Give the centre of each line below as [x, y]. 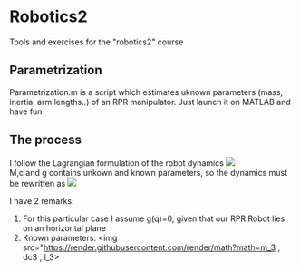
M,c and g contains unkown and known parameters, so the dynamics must [149, 172]
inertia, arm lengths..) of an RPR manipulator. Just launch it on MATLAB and [150, 102]
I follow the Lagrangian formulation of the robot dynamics [117, 163]
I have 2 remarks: [42, 200]
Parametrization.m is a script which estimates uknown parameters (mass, [146, 92]
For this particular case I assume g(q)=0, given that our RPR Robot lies [154, 218]
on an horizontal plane [64, 227]
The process [46, 140]
